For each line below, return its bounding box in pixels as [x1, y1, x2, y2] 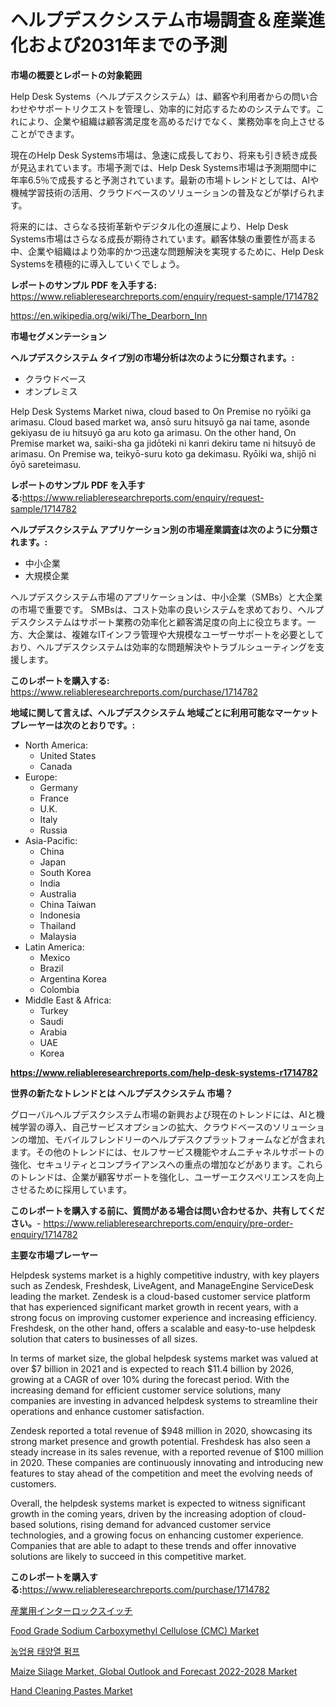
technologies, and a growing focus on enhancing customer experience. [10, 1529, 304, 1541]
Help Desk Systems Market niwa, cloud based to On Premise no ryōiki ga [10, 405, 312, 417]
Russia [39, 824, 68, 836]
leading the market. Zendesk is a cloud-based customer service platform [10, 1290, 311, 1302]
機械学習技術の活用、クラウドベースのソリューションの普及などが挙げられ [10, 186, 317, 198]
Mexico [39, 951, 71, 963]
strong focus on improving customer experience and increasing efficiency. [10, 1311, 317, 1323]
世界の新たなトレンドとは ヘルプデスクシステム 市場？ [10, 1087, 234, 1099]
